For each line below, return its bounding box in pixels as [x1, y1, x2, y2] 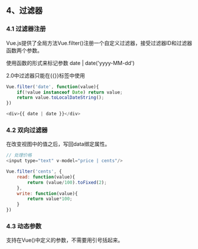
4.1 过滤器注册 [6, 25, 46, 33]
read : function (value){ [17, 174, 76, 180]
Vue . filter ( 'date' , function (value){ [6, 83, 99, 90]
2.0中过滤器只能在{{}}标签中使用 [6, 72, 85, 79]
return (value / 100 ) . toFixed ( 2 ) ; [27, 179, 108, 185]
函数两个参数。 [6, 47, 43, 54]
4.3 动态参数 [6, 222, 42, 231]
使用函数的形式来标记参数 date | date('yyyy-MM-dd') [6, 59, 135, 66]
